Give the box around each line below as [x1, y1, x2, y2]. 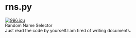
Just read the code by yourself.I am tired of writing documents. [5, 27, 131, 33]
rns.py [5, 1, 33, 13]
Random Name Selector [5, 22, 52, 28]
